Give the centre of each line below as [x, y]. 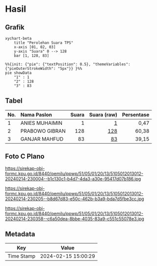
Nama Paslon [36, 115]
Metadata [20, 234]
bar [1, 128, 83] [32, 56]
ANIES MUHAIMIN [41, 123]
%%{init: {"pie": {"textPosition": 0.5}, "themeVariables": [68, 64]
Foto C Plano [25, 157]
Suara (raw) [103, 115]
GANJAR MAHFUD [42, 139]
